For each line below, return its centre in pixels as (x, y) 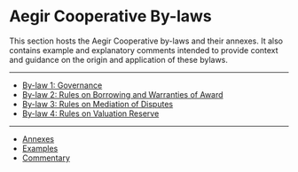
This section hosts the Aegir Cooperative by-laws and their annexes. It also (146, 41)
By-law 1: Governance (62, 85)
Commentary (46, 158)
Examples (40, 148)
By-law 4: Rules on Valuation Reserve (90, 113)
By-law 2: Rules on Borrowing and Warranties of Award (122, 94)
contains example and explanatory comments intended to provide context (144, 50)
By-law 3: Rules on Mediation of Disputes (98, 104)
